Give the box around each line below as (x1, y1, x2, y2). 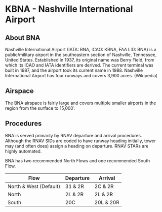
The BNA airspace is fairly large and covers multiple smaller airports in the (5, 100, 157, 106)
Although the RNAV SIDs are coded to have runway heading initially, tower (5, 138, 156, 144)
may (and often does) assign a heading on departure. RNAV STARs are (5, 143, 149, 149)
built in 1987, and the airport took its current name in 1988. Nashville (5, 67, 143, 73)
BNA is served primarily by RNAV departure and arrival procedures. (5, 132, 142, 138)
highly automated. (5, 148, 42, 154)
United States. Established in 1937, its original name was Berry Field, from (5, 57, 155, 62)
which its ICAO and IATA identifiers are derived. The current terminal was (5, 62, 154, 68)
